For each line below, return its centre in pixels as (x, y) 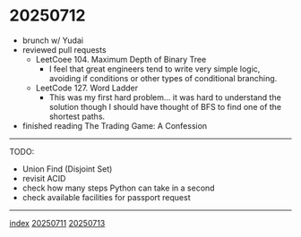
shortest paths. (77, 116)
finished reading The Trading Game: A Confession (115, 125)
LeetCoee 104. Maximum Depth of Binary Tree (121, 59)
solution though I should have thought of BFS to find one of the (165, 106)
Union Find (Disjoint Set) (67, 169)
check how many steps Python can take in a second (118, 188)
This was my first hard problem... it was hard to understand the (165, 97)
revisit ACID (44, 178)
